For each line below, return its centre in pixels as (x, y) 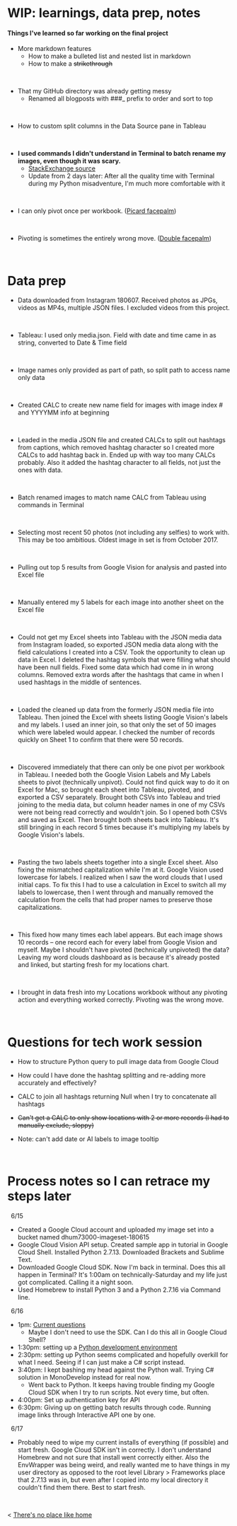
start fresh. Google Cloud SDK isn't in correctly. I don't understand (114, 1450)
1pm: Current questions (52, 1325)
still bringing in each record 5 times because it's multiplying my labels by (123, 827)
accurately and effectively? (57, 1083)
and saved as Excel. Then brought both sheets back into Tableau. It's (118, 820)
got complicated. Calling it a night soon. (75, 1283)
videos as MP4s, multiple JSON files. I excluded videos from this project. (123, 308)
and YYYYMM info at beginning (63, 412)
